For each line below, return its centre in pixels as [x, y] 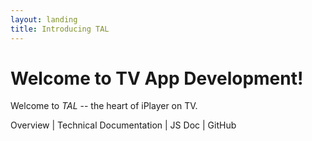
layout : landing [44, 19]
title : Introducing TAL [60, 29]
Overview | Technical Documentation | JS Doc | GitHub [123, 125]
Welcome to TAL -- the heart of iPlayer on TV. [104, 106]
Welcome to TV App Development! [157, 78]
